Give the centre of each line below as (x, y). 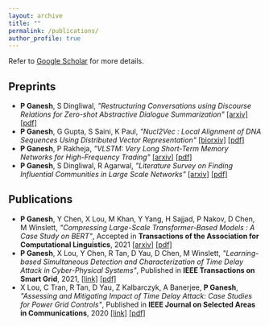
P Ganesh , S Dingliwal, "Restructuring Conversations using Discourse (136, 106)
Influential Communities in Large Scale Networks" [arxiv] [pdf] (124, 175)
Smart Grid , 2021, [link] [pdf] (68, 279)
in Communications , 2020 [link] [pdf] (83, 313)
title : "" (25, 23)
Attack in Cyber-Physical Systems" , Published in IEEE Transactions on (137, 270)
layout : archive (35, 16)
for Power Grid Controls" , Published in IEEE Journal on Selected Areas (138, 304)
